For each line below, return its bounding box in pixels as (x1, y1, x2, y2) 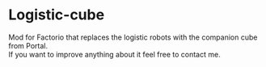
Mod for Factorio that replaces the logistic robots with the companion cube (8, 32, 258, 42)
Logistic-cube (8, 6, 105, 24)
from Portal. (8, 40, 49, 50)
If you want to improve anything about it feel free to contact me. (8, 49, 221, 59)
